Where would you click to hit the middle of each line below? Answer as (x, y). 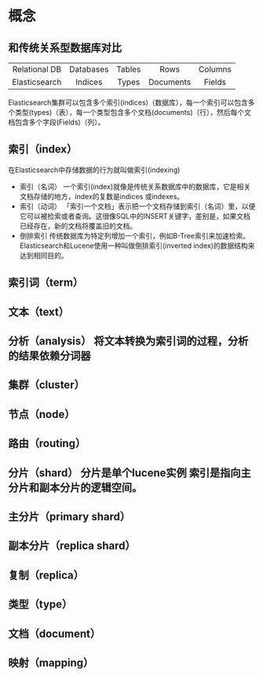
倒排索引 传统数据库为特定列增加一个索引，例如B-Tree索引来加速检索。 (134, 235)
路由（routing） (47, 444)
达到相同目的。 (44, 255)
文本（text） (38, 312)
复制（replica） (46, 575)
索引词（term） (46, 283)
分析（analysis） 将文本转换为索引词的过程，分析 (128, 340)
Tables (129, 69)
